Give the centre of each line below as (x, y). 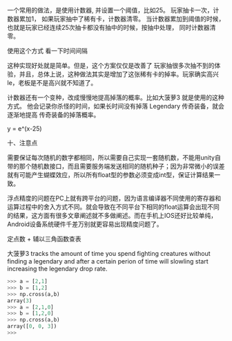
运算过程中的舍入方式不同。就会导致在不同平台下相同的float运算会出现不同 (113, 207)
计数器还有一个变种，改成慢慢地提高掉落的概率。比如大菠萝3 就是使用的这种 (116, 98)
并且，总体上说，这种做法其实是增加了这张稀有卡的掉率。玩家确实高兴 (119, 74)
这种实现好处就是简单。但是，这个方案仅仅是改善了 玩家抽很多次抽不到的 (111, 65)
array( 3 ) (20, 301)
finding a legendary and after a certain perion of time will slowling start (108, 261)
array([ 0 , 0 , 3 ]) (32, 326)
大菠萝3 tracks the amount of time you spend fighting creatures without (109, 254)
